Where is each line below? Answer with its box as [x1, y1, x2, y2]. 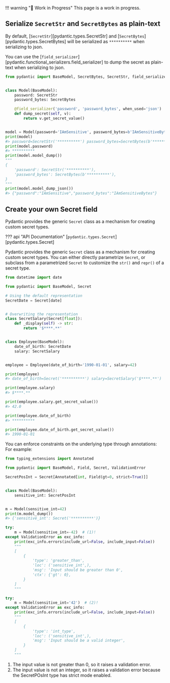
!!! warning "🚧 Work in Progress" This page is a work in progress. [5, 5, 141, 11]
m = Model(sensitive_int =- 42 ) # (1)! [14, 530, 96, 535]
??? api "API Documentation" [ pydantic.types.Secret [5, 234, 115, 240]
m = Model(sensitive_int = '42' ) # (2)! [14, 600, 99, 605]
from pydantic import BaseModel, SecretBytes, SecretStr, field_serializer [5, 74, 168, 79]
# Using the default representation [5, 293, 82, 298]
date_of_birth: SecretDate [14, 344, 71, 349]
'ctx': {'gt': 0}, [32, 572, 71, 577]
